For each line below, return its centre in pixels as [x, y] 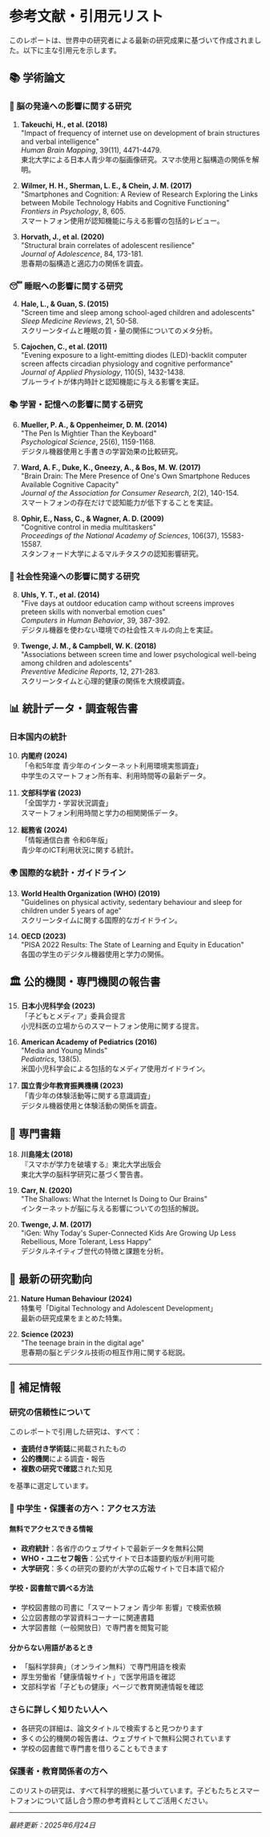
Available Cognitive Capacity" [70, 485]
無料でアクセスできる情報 [51, 1529]
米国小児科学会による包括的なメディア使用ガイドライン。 [115, 1069]
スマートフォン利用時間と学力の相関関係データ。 [101, 813]
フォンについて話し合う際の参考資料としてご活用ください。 [114, 1800]
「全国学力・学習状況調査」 [66, 803]
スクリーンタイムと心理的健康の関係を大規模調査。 [105, 681]
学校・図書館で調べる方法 [51, 1588]
